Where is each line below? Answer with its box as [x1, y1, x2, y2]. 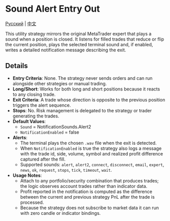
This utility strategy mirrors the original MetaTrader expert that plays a [5, 30, 152, 37]
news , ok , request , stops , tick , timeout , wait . [20, 167, 112, 173]
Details [5, 61, 28, 70]
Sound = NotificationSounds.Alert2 [20, 123, 91, 130]
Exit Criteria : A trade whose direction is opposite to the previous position [12, 97, 165, 103]
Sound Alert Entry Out [5, 3, 100, 15]
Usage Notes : [12, 172, 42, 178]
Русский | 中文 [5, 20, 37, 26]
